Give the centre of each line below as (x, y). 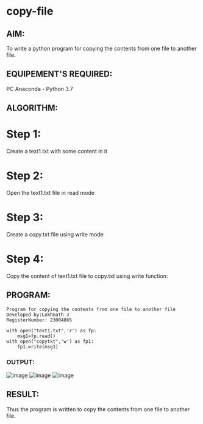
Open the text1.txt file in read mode (50, 193)
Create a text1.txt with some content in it (57, 152)
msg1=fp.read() (37, 336)
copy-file (30, 11)
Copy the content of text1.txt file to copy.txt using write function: (87, 276)
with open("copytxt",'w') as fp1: (50, 341)
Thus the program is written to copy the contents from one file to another (98, 409)
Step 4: (25, 259)
